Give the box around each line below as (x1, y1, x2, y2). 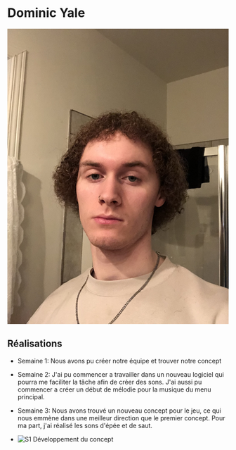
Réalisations (7, 338, 63, 350)
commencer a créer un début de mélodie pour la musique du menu (17, 385, 212, 394)
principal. (17, 392, 45, 401)
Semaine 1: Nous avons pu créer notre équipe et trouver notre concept (17, 356, 222, 365)
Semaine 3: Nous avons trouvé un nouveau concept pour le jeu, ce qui (17, 406, 221, 415)
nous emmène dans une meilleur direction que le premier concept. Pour (17, 413, 225, 422)
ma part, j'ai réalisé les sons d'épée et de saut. (17, 421, 153, 430)
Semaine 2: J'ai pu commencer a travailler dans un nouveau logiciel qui (17, 370, 225, 378)
